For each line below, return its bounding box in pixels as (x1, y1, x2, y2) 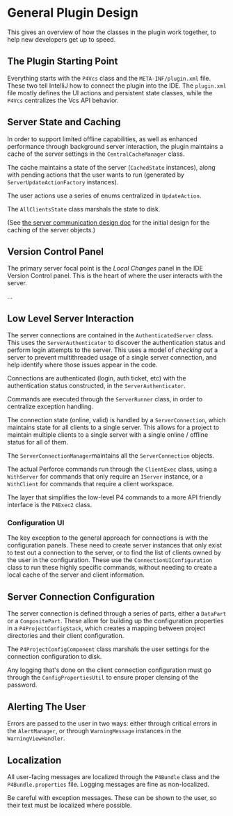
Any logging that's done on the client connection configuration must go (7, 666, 212, 674)
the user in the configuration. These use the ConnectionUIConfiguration (7, 556, 213, 564)
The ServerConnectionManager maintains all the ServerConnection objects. (7, 451, 214, 460)
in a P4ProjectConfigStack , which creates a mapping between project (7, 624, 206, 632)
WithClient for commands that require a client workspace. (7, 480, 175, 488)
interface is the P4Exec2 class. (7, 501, 93, 509)
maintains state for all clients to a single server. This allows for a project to (7, 423, 220, 432)
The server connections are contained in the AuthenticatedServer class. (7, 331, 214, 339)
